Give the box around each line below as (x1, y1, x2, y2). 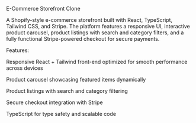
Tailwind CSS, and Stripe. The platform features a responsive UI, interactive (6, 23, 191, 30)
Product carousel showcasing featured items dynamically (6, 76, 146, 83)
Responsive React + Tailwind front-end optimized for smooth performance (6, 59, 188, 65)
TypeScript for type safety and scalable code (6, 111, 117, 117)
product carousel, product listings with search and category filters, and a (6, 29, 184, 36)
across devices (6, 64, 43, 72)
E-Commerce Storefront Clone (6, 5, 81, 12)
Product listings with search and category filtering (6, 88, 128, 94)
